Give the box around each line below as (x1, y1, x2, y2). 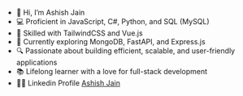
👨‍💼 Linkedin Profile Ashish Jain (15, 78, 120, 88)
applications (15, 57, 58, 67)
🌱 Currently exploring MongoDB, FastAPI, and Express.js (15, 37, 206, 46)
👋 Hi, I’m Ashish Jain (15, 8, 85, 17)
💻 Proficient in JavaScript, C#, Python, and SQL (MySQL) (15, 17, 210, 26)
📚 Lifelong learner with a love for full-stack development (15, 67, 208, 76)
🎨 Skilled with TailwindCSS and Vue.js (15, 28, 144, 38)
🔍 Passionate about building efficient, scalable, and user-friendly (15, 46, 236, 56)
